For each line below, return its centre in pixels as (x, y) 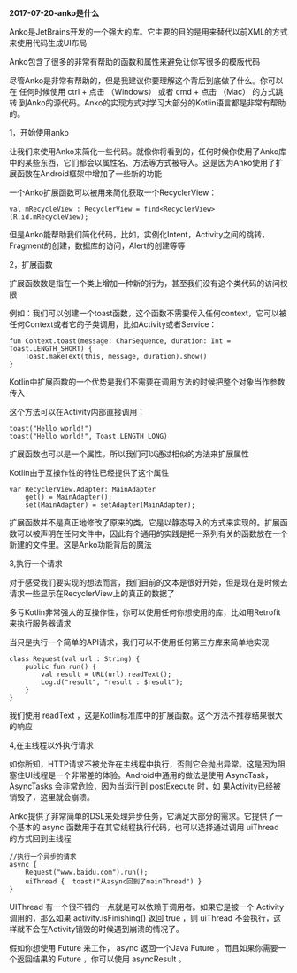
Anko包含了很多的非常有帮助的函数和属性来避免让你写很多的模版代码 (135, 62)
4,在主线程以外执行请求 (52, 745)
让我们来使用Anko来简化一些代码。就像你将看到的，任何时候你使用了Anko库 (148, 152)
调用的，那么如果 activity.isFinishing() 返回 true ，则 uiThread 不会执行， (141, 918)
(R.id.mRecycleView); (49, 217)
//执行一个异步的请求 (43, 857)
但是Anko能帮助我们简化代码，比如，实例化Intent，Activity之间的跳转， (139, 234)
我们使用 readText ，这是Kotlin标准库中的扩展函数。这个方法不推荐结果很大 (146, 715)
